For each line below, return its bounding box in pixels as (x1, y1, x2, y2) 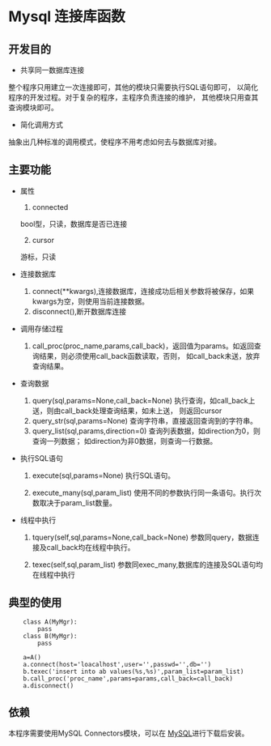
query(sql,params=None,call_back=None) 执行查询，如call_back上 (32, 395, 256, 405)
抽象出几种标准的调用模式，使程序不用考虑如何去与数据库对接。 (8, 137, 221, 147)
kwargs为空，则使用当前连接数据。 (32, 296, 150, 306)
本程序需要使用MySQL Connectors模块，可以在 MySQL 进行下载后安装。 (8, 728, 249, 738)
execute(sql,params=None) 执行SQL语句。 (32, 471, 176, 480)
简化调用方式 (19, 120, 63, 130)
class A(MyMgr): (23, 617, 78, 626)
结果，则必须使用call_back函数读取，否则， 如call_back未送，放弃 (39, 351, 260, 360)
